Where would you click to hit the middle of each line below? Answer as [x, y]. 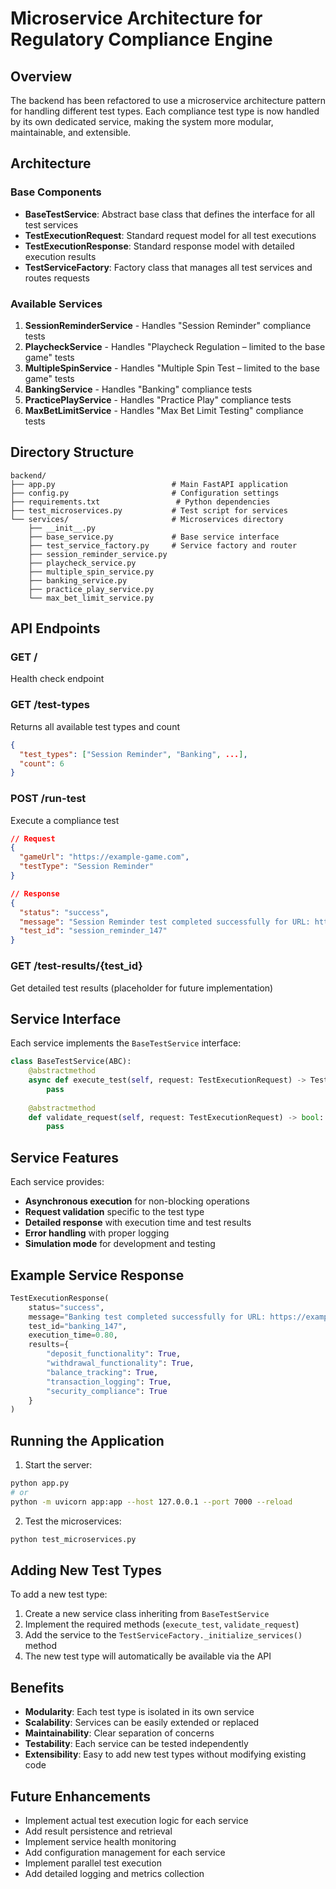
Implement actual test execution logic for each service [136, 1821]
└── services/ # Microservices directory [147, 519]
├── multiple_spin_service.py [91, 572]
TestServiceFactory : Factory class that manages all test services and [168, 267]
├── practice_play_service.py [91, 589]
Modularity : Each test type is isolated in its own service [139, 1712]
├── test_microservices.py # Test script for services [149, 510]
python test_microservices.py [73, 1539]
